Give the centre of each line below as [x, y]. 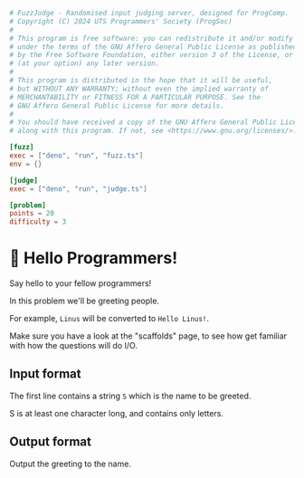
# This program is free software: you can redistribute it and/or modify [152, 38]
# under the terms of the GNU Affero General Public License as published [153, 47]
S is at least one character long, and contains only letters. [117, 413]
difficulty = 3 [38, 222]
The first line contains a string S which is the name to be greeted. [130, 396]
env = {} [26, 164]
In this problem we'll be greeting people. [85, 301]
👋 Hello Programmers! [94, 258]
